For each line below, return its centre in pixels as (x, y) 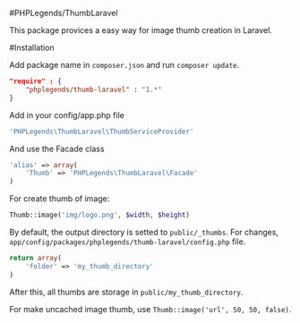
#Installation (32, 47)
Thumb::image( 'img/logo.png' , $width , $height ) (100, 215)
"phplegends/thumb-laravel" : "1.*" (94, 89)
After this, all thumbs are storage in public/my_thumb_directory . (126, 292)
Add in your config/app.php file (67, 115)
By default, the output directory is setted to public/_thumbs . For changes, (144, 232)
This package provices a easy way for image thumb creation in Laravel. (141, 30)
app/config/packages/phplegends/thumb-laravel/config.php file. (128, 242)
